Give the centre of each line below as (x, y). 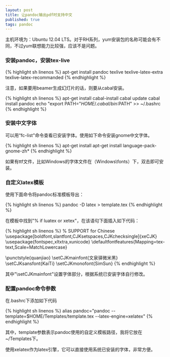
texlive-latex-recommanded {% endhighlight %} (56, 77)
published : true (22, 19)
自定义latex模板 (25, 182)
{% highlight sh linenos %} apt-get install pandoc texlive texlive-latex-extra (84, 72)
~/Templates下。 (23, 339)
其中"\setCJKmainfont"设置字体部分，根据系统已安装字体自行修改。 (77, 274)
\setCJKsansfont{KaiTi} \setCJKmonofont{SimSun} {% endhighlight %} (80, 263)
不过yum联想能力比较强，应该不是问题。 (57, 46)
